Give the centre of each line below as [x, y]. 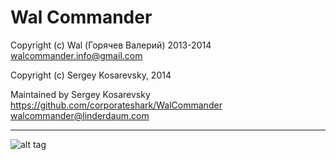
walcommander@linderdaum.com [80, 115]
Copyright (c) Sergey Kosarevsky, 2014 [91, 75]
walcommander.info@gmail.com [76, 55]
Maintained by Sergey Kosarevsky [80, 94]
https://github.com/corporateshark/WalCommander [116, 105]
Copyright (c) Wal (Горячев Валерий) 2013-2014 [111, 45]
